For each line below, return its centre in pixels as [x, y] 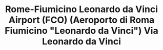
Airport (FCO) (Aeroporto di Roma [81, 20]
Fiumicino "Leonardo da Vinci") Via [81, 31]
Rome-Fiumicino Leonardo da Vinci [81, 9]
